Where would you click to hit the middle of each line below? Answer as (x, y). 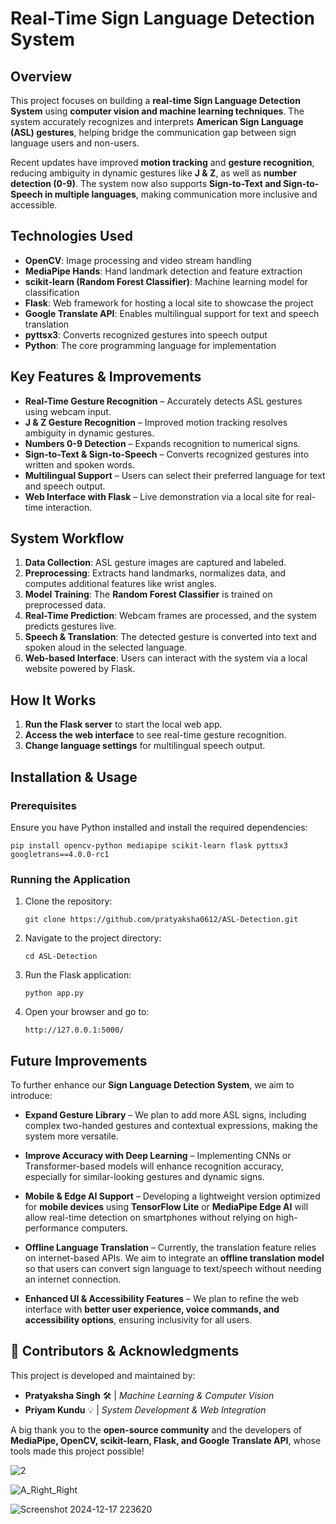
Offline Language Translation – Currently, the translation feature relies (170, 1248)
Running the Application (70, 879)
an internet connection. (73, 1279)
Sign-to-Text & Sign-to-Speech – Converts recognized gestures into (167, 454)
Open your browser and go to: (87, 1012)
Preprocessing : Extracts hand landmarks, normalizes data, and (155, 573)
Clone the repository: (68, 901)
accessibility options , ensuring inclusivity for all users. (138, 1320)
